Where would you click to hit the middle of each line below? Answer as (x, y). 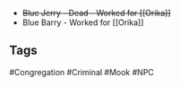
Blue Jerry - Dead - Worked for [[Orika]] (97, 13)
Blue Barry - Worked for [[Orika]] (83, 22)
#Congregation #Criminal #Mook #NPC (82, 72)
